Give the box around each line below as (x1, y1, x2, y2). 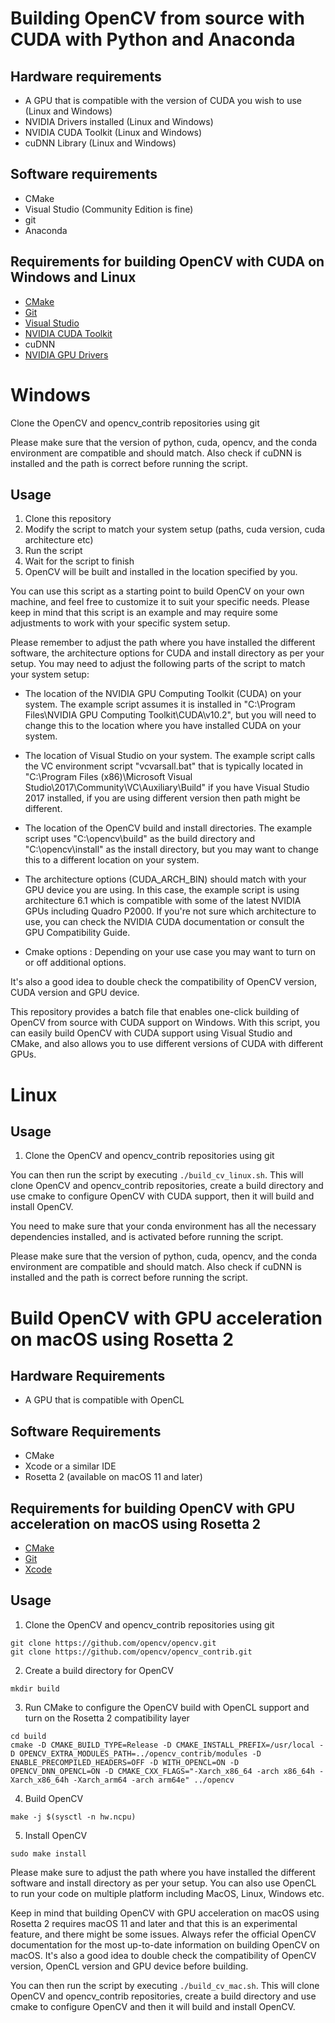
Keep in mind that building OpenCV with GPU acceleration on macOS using (10, 1907, 320, 1919)
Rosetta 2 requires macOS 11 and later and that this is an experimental (10, 1917, 298, 1929)
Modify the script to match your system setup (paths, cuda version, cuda (24, 523, 326, 536)
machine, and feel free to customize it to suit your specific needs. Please (10, 596, 310, 608)
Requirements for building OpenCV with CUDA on (10, 253, 325, 271)
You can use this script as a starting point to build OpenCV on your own (10, 585, 305, 597)
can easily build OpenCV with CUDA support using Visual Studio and (10, 1027, 293, 1039)
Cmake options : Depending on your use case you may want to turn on (24, 946, 316, 958)
